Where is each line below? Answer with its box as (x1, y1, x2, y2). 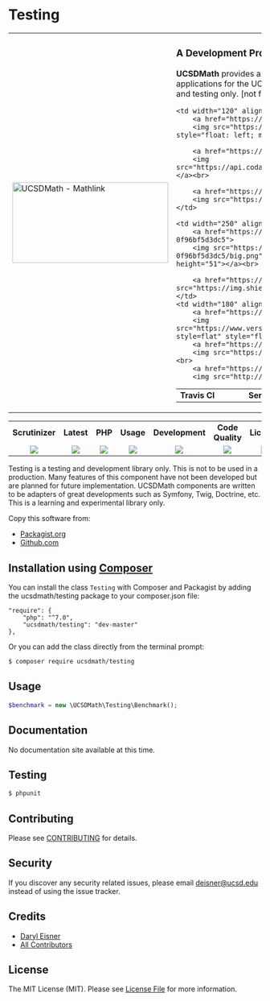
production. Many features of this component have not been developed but (8, 473, 257, 482)
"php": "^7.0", (22, 614, 74, 622)
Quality (213, 432, 243, 444)
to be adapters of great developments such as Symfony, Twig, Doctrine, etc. (8, 490, 261, 499)
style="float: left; (176, 130, 255, 139)
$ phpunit (8, 789, 42, 798)
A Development (176, 47, 247, 60)
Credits (8, 910, 47, 924)
